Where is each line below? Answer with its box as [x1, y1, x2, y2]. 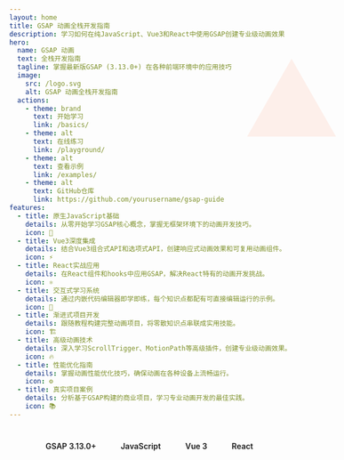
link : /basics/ [32, 121, 90, 130]
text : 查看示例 [32, 162, 84, 171]
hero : [9, 37, 29, 47]
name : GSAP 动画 [17, 46, 75, 55]
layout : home [9, 12, 58, 22]
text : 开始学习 [32, 112, 84, 121]
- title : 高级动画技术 [17, 335, 93, 344]
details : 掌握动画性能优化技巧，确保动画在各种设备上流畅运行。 [25, 368, 234, 378]
